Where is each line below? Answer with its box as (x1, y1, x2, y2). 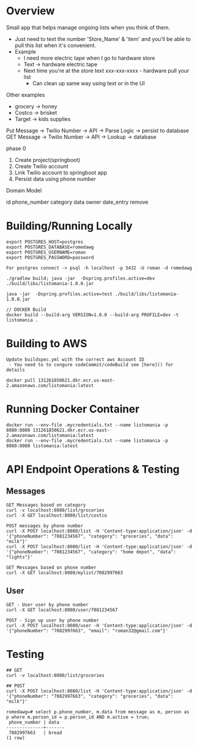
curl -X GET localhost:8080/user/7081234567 (6, 607, 118, 613)
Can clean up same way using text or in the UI (32, 79, 145, 87)
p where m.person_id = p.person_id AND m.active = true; (6, 714, 150, 720)
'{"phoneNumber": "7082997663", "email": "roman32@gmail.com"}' (6, 628, 168, 633)
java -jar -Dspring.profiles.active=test (6, 291, 113, 297)
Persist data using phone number (14, 175, 96, 182)
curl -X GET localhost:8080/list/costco (6, 512, 108, 519)
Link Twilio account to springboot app (14, 168, 107, 176)
